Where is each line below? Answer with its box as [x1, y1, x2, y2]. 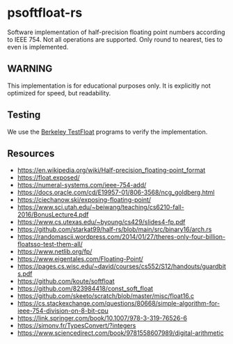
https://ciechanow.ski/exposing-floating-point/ [17, 196, 152, 204]
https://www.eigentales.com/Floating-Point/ [17, 255, 144, 263]
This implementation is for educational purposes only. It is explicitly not [7, 81, 211, 90]
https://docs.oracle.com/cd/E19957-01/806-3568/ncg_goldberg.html [17, 188, 215, 196]
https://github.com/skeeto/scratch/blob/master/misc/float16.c [17, 292, 195, 300]
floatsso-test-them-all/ [17, 240, 83, 249]
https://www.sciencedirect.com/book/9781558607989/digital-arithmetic [17, 329, 224, 337]
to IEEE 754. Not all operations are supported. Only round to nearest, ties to [7, 35, 223, 43]
